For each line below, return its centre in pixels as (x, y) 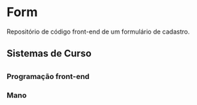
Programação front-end (48, 76)
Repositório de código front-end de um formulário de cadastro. (98, 31)
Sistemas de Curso (49, 54)
